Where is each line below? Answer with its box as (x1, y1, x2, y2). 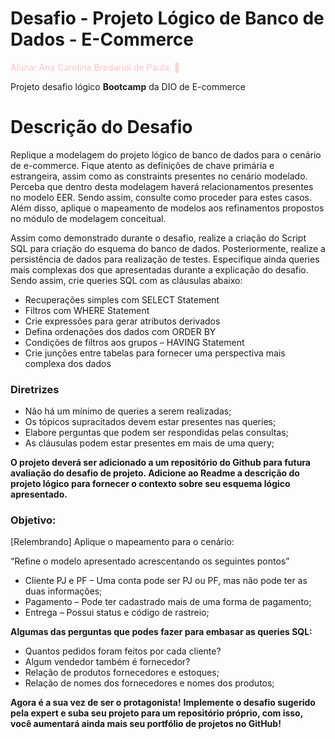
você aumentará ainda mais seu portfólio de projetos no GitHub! (10, 718, 282, 730)
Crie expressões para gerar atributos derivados (24, 315, 221, 327)
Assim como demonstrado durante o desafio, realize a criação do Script (10, 232, 307, 244)
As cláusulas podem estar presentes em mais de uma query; (24, 437, 275, 449)
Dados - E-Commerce (10, 28, 194, 51)
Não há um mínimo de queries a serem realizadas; (24, 405, 232, 417)
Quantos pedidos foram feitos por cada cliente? (24, 645, 222, 657)
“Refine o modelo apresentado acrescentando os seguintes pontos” (10, 555, 290, 567)
